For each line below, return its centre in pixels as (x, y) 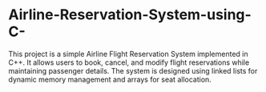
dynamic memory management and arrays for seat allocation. (110, 79)
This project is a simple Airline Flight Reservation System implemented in (128, 54)
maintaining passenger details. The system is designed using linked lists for (133, 70)
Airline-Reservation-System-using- (130, 15)
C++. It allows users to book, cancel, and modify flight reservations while (129, 62)
